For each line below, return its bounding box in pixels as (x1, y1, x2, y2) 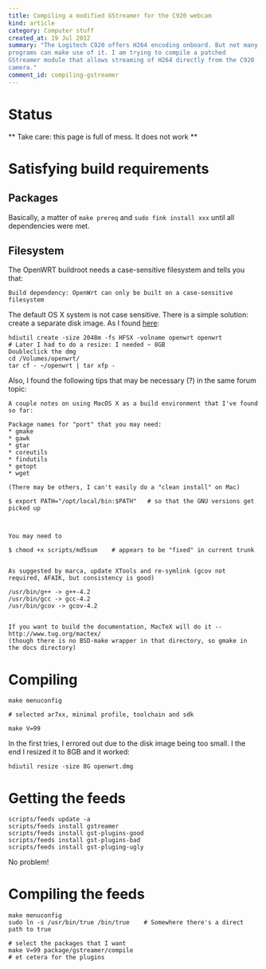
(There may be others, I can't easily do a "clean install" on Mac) (8, 483, 241, 491)
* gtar (8, 442, 30, 450)
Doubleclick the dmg (8, 348, 77, 356)
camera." (8, 64, 37, 72)
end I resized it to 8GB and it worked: (8, 747, 130, 757)
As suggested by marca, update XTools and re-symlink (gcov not (8, 567, 226, 575)
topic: (8, 384, 27, 394)
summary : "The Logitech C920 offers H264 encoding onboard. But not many (8, 41, 259, 49)
